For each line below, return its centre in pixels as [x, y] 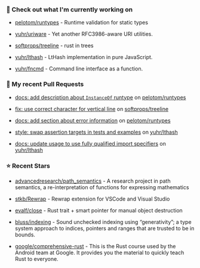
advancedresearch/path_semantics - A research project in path [93, 181]
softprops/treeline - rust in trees [54, 46]
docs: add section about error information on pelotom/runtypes [93, 120]
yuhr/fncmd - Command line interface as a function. [79, 69]
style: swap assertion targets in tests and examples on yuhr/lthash [96, 132]
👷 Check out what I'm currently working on [70, 10]
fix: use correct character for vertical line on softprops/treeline [92, 109]
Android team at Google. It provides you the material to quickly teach [99, 252]
